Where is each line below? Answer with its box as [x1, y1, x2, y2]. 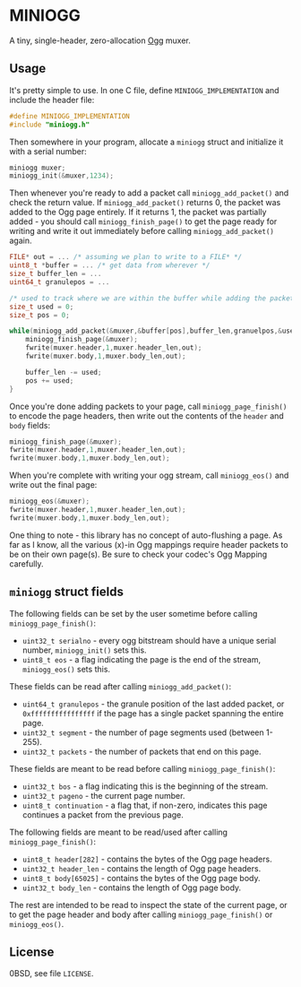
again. [9, 235, 33, 247]
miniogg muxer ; [9, 163, 66, 172]
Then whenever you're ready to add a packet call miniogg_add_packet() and [9, 187, 289, 198]
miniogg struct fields [9, 584, 124, 600]
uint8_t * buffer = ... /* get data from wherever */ [9, 261, 211, 270]
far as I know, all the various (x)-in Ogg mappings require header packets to [9, 539, 288, 550]
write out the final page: [9, 480, 98, 490]
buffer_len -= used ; [25, 368, 102, 377]
